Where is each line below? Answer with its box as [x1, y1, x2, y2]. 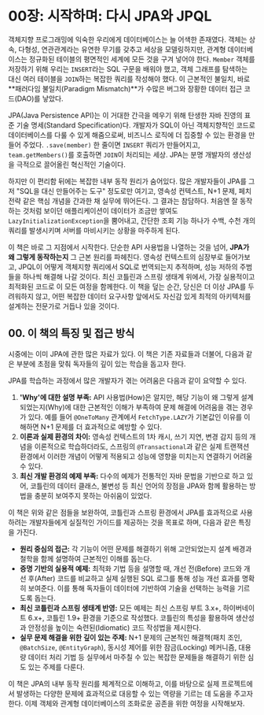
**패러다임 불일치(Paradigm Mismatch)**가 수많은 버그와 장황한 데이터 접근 [8, 83, 243, 93]
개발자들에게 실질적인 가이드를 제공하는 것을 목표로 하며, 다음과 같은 [28, 517, 237, 527]
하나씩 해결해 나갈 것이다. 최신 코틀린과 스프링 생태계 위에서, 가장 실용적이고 [22, 272, 255, 281]
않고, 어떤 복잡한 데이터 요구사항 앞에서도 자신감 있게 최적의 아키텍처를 [35, 291, 251, 301]
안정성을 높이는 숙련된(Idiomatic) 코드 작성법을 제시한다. [27, 623, 202, 632]
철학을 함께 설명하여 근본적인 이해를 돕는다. [19, 554, 152, 563]
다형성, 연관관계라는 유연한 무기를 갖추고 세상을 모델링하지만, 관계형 [18, 44, 226, 54]
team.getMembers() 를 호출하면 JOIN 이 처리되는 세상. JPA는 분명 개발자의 [8, 150, 231, 159]
